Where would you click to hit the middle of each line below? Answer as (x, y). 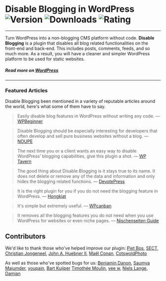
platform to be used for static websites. (45, 59)
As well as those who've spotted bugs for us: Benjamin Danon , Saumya (78, 263)
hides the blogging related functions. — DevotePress (71, 182)
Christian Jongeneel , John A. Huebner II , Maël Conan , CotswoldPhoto (76, 253)
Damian (13, 274)
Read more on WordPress (32, 70)
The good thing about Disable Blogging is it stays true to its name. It (86, 171)
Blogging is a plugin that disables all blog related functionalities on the (77, 43)
